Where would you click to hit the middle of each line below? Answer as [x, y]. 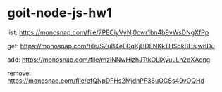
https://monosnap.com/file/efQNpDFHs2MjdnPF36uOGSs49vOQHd [106, 80]
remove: [19, 73]
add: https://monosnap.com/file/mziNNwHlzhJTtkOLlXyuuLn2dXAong [109, 59]
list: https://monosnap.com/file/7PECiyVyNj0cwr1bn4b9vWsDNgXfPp [108, 32]
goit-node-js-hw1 [60, 13]
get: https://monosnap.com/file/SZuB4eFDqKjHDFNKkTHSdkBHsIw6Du [111, 46]
